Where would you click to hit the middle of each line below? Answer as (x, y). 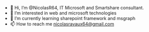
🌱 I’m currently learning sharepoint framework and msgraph (73, 18)
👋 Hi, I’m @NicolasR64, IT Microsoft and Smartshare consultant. (77, 8)
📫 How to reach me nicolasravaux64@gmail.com (62, 24)
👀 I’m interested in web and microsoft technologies (63, 13)
